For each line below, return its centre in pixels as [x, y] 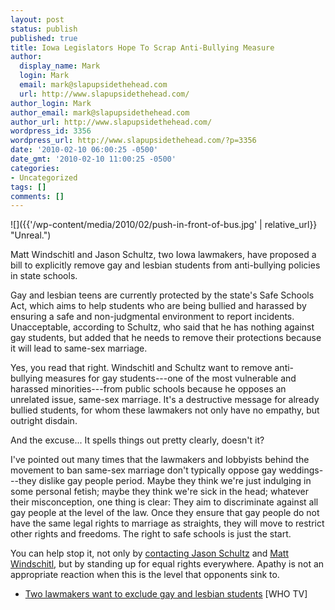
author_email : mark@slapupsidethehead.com [100, 112]
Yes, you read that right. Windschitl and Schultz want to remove [141, 368]
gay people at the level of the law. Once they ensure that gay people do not [165, 513]
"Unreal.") [31, 235]
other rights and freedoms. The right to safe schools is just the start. [151, 534]
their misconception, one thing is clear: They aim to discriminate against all [164, 502]
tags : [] [28, 187]
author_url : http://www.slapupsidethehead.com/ [111, 122]
